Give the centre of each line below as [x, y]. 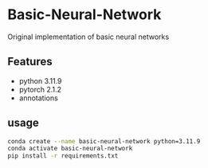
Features [30, 62]
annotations [39, 98]
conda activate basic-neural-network [70, 149]
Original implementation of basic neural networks [88, 37]
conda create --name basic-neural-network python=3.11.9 [104, 141]
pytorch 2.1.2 [40, 89]
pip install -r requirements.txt [63, 156]
